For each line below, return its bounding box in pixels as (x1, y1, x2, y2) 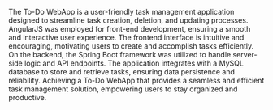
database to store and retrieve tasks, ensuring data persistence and (8, 67, 236, 76)
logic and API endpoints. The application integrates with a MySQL (24, 58, 244, 68)
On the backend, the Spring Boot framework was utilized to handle (8, 50, 232, 59)
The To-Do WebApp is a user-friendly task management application (8, 7, 235, 16)
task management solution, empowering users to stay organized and (8, 84, 238, 94)
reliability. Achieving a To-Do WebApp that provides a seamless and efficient (8, 76, 265, 85)
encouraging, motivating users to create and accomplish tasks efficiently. (8, 41, 254, 51)
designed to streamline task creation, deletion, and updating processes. (8, 15, 249, 25)
